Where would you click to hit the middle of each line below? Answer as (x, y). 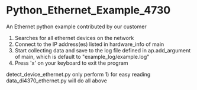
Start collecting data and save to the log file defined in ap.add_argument (103, 50)
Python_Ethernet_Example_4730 (88, 10)
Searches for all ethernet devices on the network (74, 38)
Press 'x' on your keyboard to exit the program (71, 63)
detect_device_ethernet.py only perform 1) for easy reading (78, 74)
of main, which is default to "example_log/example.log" (82, 56)
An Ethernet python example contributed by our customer (76, 26)
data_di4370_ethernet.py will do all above (57, 81)
